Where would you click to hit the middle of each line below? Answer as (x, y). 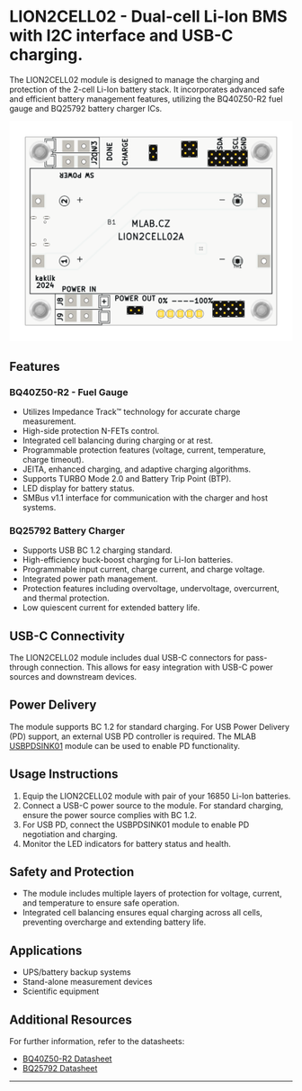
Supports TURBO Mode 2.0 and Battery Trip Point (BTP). (127, 478)
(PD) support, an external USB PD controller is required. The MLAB (133, 736)
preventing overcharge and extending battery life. (114, 922)
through (24, 667)
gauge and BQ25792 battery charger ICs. (86, 108)
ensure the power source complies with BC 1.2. (110, 815)
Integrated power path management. (90, 579)
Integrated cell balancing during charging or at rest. (117, 440)
